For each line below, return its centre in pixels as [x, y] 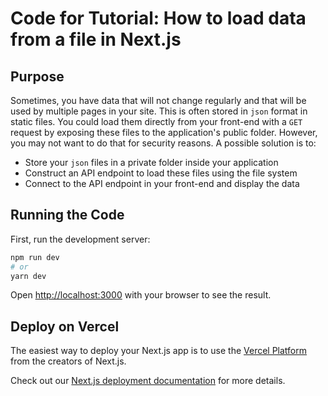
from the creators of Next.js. [68, 361]
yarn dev [28, 276]
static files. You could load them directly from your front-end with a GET [156, 121]
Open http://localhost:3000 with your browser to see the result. [141, 295]
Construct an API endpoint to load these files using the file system [161, 173]
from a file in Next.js [96, 39]
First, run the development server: [80, 239]
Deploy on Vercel [65, 326]
